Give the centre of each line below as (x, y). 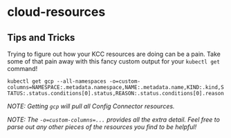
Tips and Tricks (41, 38)
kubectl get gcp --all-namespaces (57, 81)
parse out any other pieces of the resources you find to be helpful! (102, 127)
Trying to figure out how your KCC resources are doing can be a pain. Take (114, 54)
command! (22, 69)
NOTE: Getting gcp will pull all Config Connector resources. (91, 106)
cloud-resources (56, 12)
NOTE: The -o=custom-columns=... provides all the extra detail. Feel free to (113, 119)
